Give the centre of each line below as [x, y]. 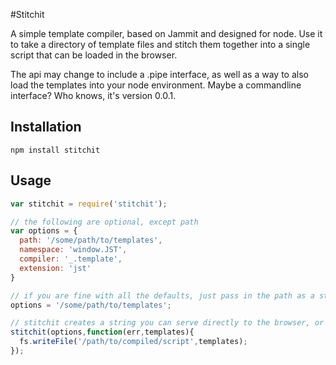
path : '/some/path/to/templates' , [91, 240]
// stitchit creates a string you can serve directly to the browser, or [167, 323]
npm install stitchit [55, 150]
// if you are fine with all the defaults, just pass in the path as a [162, 295]
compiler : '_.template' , [71, 259]
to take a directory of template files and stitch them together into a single [160, 44]
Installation [46, 127]
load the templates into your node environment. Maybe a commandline [156, 85]
